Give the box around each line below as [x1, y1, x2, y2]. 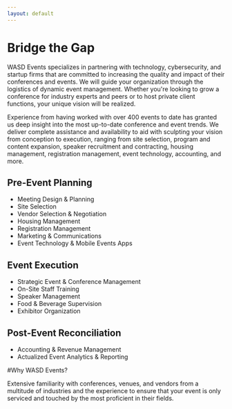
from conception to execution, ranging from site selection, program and [7, 135, 211, 143]
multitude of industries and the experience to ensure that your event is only [7, 387, 221, 394]
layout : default [7, 10, 54, 17]
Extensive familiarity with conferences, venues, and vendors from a [7, 379, 199, 388]
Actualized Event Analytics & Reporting [17, 353, 128, 361]
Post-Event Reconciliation [7, 327, 122, 339]
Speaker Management [17, 292, 81, 301]
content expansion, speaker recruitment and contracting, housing [7, 142, 194, 151]
